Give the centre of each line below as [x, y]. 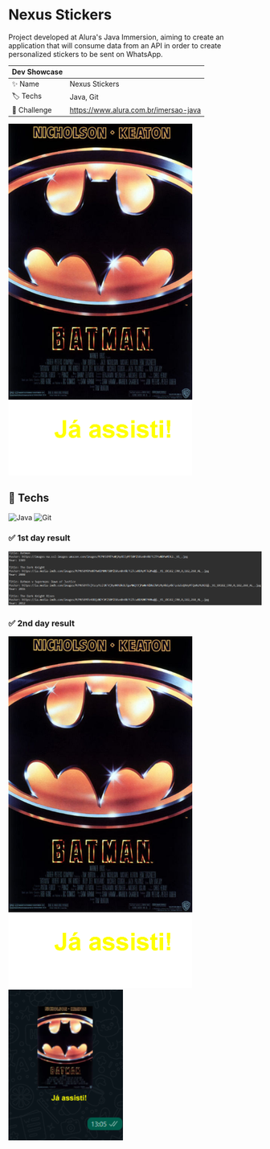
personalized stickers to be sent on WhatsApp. [86, 54]
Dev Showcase [37, 72]
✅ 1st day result [39, 538]
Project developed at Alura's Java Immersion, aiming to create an [116, 37]
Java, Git [84, 97]
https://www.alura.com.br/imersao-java [135, 110]
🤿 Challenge [32, 110]
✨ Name [26, 84]
